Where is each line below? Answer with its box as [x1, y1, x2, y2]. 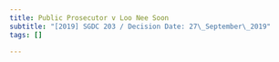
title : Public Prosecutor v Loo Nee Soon [9, 13, 170, 23]
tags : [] [9, 30, 43, 39]
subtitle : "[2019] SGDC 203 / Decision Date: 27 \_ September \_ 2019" [9, 22, 272, 31]
